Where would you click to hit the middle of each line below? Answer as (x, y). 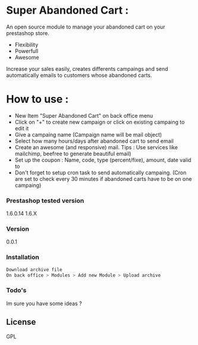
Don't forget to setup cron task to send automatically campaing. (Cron (100, 172)
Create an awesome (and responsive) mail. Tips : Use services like (96, 147)
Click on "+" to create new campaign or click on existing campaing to (100, 122)
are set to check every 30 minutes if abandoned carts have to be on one (103, 178)
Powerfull (26, 51)
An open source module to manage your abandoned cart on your (86, 27)
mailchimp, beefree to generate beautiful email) (73, 153)
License (21, 322)
